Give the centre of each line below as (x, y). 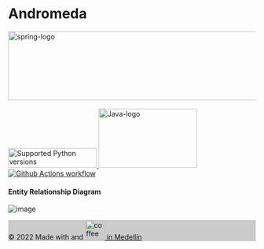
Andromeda (48, 14)
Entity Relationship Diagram (55, 191)
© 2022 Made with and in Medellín (75, 237)
